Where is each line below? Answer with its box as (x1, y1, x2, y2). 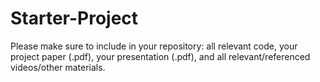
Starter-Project (10, 7, 139, 30)
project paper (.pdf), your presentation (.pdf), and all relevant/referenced (10, 50, 311, 62)
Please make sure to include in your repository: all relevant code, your (10, 40, 298, 52)
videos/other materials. (10, 61, 106, 73)
